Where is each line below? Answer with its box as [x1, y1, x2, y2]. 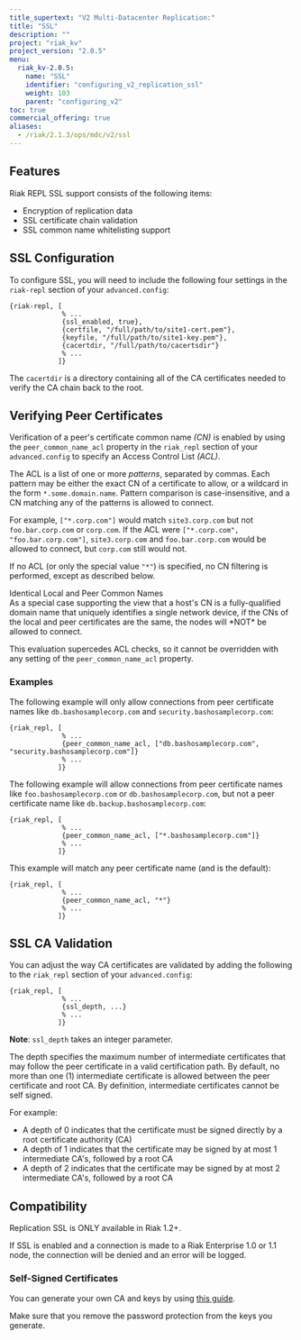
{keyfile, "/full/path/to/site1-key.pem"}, [61, 333, 228, 342]
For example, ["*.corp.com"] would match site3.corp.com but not [9, 515, 254, 525]
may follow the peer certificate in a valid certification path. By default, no [9, 1061, 280, 1072]
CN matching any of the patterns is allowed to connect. [9, 497, 214, 508]
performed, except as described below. [9, 570, 156, 581]
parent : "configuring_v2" [25, 96, 123, 106]
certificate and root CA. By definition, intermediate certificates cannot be [9, 1080, 279, 1091]
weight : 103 [25, 88, 70, 97]
